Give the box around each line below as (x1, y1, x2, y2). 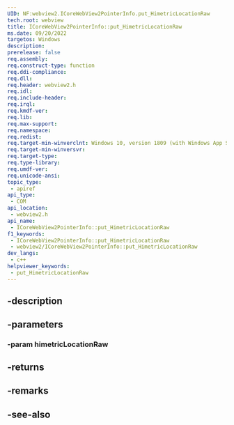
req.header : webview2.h (7, 82, 77, 88)
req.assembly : (7, 56, 49, 63)
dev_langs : (7, 250, 39, 257)
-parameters (7, 318, 63, 331)
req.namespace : (7, 127, 52, 134)
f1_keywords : (7, 231, 45, 238)
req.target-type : (7, 153, 58, 160)
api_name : (7, 217, 36, 224)
